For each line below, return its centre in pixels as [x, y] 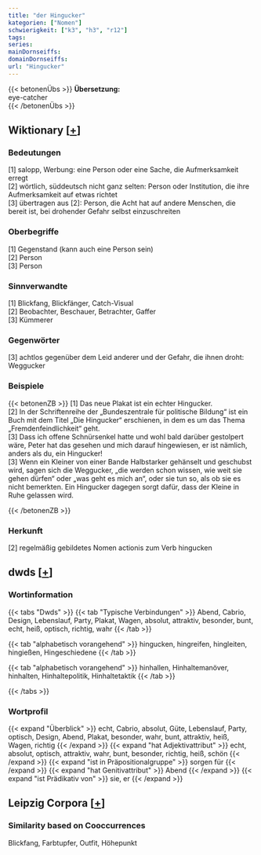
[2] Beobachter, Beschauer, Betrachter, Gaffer [82, 312]
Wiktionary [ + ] [44, 130]
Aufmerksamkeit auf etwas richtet [63, 195]
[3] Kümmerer [31, 320]
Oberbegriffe [33, 232]
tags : [17, 37]
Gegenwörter [34, 340]
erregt [18, 178]
